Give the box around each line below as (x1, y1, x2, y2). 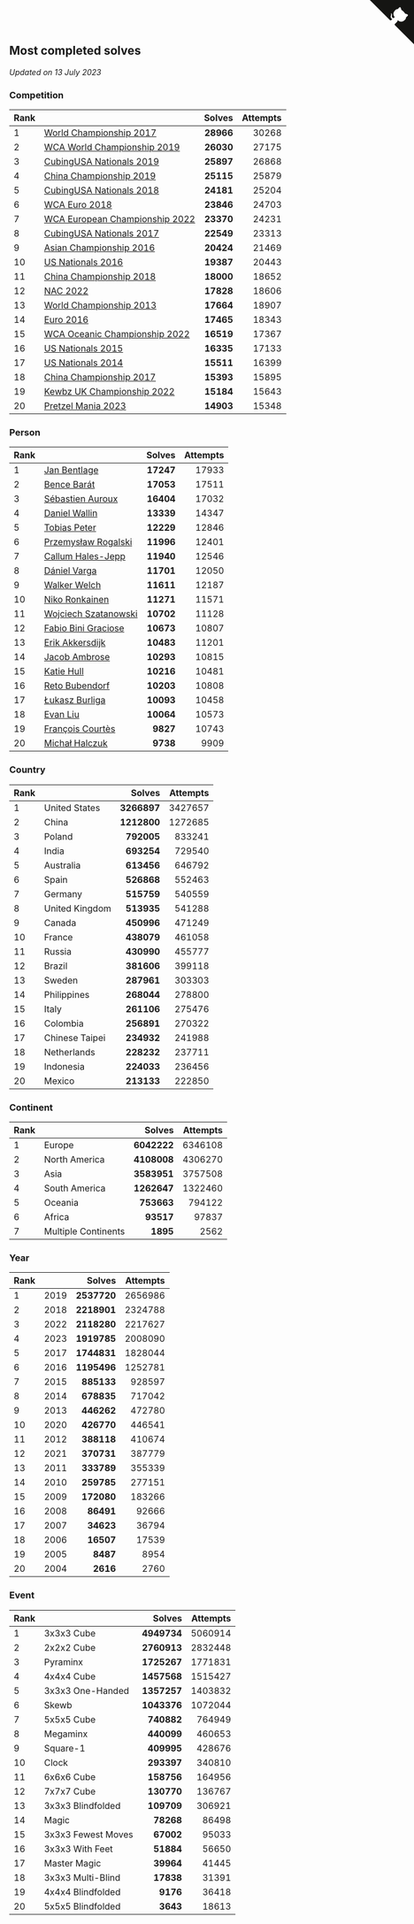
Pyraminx (43, 1655, 84, 1667)
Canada (43, 916, 77, 929)
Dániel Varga (43, 564, 97, 577)
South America (43, 1182, 106, 1194)
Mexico (43, 1075, 75, 1087)
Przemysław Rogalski (43, 536, 133, 548)
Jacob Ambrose (43, 651, 111, 663)
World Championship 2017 (43, 126, 157, 139)
